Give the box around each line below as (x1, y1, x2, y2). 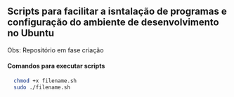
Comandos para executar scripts (7, 62, 105, 70)
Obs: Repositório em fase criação (7, 45, 104, 54)
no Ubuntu (7, 27, 55, 39)
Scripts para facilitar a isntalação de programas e (7, 6, 227, 17)
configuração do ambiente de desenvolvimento (7, 17, 219, 29)
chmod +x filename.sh (13, 77, 77, 84)
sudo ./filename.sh (13, 84, 71, 91)
